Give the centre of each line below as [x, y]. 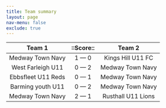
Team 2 [129, 48]
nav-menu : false [26, 22]
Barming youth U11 [38, 87]
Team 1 [37, 48]
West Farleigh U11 [38, 67]
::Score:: [83, 48]
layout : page [22, 17]
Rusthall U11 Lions [129, 96]
